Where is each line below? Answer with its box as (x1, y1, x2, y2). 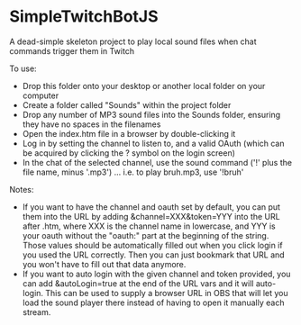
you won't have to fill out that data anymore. (22, 258, 187, 269)
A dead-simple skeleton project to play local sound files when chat (9, 36, 257, 47)
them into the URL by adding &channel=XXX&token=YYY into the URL (22, 211, 281, 221)
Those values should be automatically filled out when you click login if (22, 239, 283, 250)
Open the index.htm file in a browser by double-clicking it (22, 128, 236, 139)
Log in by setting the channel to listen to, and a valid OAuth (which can (22, 138, 285, 149)
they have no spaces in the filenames (22, 119, 161, 130)
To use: (9, 63, 38, 74)
